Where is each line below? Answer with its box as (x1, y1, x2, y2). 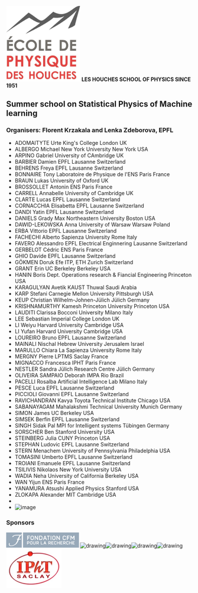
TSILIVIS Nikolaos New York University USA (14, 466, 122, 473)
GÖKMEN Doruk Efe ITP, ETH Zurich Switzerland (14, 259, 134, 266)
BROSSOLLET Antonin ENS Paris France (14, 183, 113, 190)
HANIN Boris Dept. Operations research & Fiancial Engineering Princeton (14, 271, 192, 278)
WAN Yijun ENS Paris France (14, 479, 85, 486)
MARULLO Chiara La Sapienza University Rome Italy (14, 346, 142, 354)
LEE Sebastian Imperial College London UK (14, 315, 120, 322)
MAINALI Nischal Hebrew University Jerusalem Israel (14, 341, 145, 348)
